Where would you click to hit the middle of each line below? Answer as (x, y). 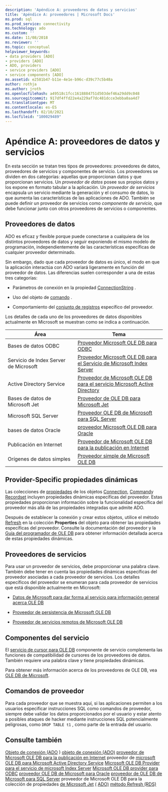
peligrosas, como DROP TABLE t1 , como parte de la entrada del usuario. (79, 724)
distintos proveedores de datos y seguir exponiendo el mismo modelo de (80, 241)
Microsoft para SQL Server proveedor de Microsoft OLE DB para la (74, 778)
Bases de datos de (29, 398)
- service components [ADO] (34, 75)
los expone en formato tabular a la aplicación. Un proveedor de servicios (80, 187)
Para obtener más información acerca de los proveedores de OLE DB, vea (81, 670)
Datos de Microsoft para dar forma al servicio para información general (86, 597)
